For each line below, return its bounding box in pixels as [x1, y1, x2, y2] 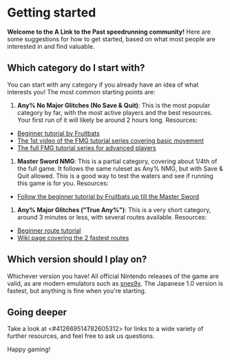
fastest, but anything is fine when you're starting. [7, 286, 147, 295]
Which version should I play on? [7, 253, 147, 266]
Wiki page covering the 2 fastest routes [17, 233, 129, 242]
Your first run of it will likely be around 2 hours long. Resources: [17, 116, 198, 124]
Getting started [7, 5, 96, 21]
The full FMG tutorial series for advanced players [17, 143, 156, 152]
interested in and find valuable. [7, 42, 95, 50]
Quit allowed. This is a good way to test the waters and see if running [17, 171, 213, 180]
